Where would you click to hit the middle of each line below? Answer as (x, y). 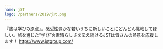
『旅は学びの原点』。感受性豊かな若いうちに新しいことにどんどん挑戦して (79, 29)
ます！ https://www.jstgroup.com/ (39, 41)
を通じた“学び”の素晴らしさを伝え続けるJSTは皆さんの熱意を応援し (90, 35)
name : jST (15, 10)
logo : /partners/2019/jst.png (36, 14)
